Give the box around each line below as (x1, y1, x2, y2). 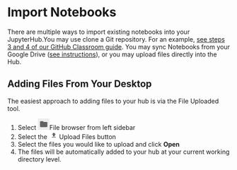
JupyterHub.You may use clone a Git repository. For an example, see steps (7, 35, 225, 43)
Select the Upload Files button (17, 132, 117, 141)
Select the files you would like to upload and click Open (17, 140, 180, 148)
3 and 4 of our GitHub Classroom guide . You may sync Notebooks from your (7, 42, 230, 51)
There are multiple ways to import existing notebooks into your (7, 28, 190, 36)
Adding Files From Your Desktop (7, 78, 152, 90)
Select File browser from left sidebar (17, 123, 136, 131)
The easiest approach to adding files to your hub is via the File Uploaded (7, 97, 219, 105)
